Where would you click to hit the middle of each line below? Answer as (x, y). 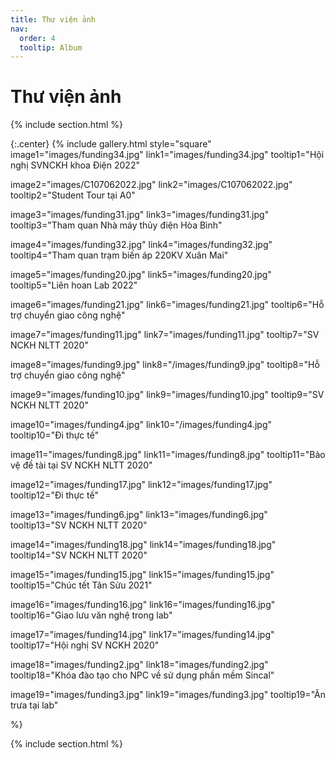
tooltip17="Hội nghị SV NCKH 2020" (85, 645)
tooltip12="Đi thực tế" (54, 495)
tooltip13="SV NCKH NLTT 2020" (79, 525)
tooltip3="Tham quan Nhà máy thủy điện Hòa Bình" (116, 225)
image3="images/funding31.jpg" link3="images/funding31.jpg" (140, 215)
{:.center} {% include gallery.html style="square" (111, 144)
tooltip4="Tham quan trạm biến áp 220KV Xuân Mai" (119, 255)
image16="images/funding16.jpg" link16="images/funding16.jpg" (143, 605)
